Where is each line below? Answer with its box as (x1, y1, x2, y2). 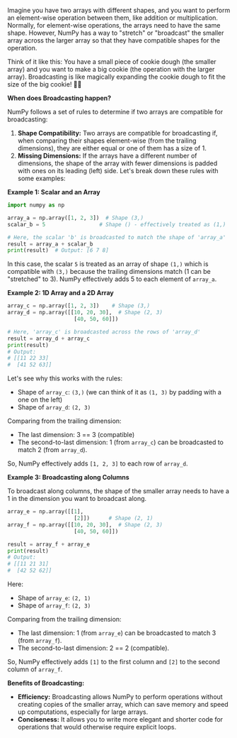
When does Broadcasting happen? (7, 94, 112, 102)
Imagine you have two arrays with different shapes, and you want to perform (7, 6, 231, 14)
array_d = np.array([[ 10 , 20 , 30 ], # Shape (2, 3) (7, 309, 163, 316)
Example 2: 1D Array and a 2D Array (7, 289, 115, 297)
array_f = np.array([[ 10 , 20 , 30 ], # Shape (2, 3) (7, 521, 163, 528)
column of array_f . (7, 665, 63, 673)
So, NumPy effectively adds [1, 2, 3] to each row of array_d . (7, 459, 189, 468)
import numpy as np (7, 202, 65, 209)
